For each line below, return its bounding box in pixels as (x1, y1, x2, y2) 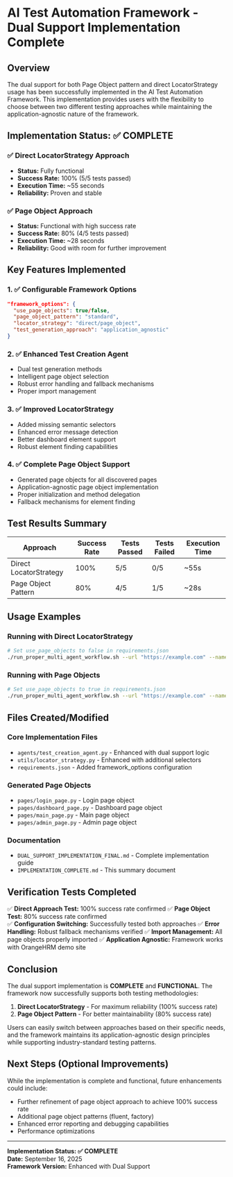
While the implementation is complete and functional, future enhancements (7, 1076, 222, 1085)
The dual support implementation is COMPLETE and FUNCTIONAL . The (7, 982, 213, 990)
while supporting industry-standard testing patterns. (7, 1038, 157, 1047)
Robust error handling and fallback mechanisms (17, 380, 155, 388)
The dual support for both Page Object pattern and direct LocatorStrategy (7, 81, 218, 88)
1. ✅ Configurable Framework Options (7, 285, 137, 294)
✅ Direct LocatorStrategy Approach (7, 151, 130, 160)
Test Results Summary (7, 518, 107, 530)
